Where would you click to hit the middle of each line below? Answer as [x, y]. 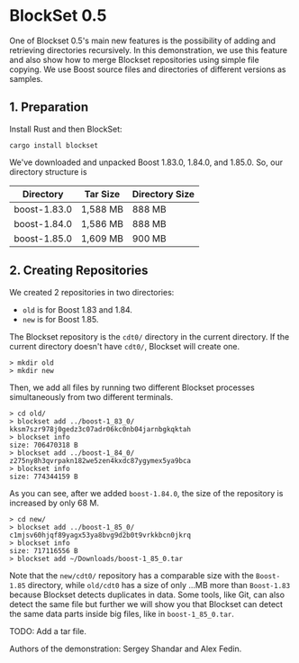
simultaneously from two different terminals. [91, 396]
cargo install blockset [54, 145]
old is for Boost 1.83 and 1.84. [77, 309]
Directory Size [163, 194]
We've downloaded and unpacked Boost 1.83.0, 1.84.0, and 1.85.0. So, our [146, 162]
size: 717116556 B [44, 550]
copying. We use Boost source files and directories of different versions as [148, 69]
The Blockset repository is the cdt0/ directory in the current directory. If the [149, 336]
